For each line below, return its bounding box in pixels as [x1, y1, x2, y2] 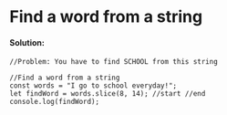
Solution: [9, 37, 46, 47]
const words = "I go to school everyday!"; [9, 81, 178, 90]
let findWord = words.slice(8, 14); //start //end [9, 89, 206, 99]
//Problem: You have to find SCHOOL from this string [9, 57, 219, 67]
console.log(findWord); [9, 98, 100, 107]
